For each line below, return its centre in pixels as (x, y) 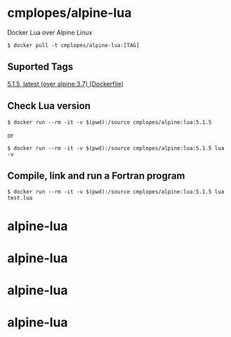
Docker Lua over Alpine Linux (50, 32)
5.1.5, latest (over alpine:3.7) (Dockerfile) (66, 84)
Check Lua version (49, 106)
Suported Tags (40, 67)
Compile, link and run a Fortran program (96, 176)
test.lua (20, 198)
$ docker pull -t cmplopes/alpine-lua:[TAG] (73, 45)
